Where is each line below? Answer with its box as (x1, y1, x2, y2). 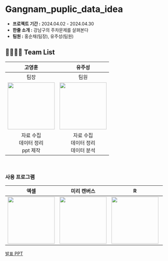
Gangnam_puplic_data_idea (5, 4, 123, 15)
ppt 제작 (21, 147, 41, 154)
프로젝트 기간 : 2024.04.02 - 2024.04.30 (12, 21, 94, 27)
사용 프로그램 (5, 173, 35, 180)
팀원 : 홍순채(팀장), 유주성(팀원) (12, 33, 74, 39)
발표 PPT (5, 250, 23, 256)
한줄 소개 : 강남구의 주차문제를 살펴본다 (12, 27, 88, 33)
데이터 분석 (70, 147, 95, 154)
